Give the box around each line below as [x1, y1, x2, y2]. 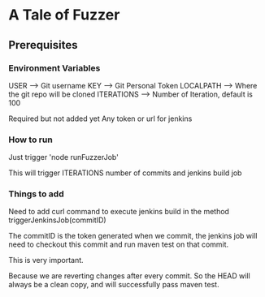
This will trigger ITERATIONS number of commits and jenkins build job [8, 168, 242, 178]
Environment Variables [8, 62, 101, 74]
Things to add [8, 188, 64, 200]
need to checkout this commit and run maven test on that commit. [8, 239, 229, 249]
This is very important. [8, 256, 84, 265]
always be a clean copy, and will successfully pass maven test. [8, 280, 219, 290]
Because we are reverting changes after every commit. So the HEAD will [8, 271, 250, 281]
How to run [8, 134, 53, 145]
